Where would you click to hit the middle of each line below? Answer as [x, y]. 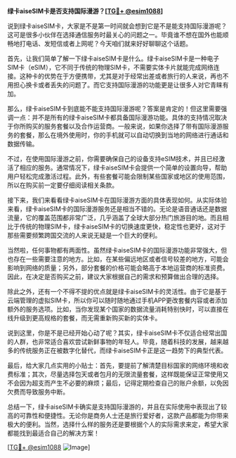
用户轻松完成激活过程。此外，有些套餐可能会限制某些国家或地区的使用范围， [118, 176]
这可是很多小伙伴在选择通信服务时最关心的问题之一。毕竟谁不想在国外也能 [115, 35]
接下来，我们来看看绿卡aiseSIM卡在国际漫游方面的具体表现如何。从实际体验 [117, 200]
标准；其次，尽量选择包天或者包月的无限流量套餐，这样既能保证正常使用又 [121, 374]
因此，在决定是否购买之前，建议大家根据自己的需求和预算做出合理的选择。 [115, 276]
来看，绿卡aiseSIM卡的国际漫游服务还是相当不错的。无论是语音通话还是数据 [117, 209]
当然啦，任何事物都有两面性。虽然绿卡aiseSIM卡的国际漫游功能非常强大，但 [117, 250]
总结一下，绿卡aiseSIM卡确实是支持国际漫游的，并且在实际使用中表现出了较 [117, 407]
